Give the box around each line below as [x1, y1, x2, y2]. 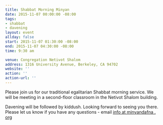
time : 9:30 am [5, 48, 35, 53]
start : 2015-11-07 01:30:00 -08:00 [5, 39, 79, 44]
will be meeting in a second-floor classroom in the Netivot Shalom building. [5, 94, 158, 100]
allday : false [5, 35, 35, 40]
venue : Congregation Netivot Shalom [5, 57, 81, 62]
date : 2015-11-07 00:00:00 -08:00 [5, 12, 77, 17]
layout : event [5, 30, 35, 35]
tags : [5, 16, 16, 21]
